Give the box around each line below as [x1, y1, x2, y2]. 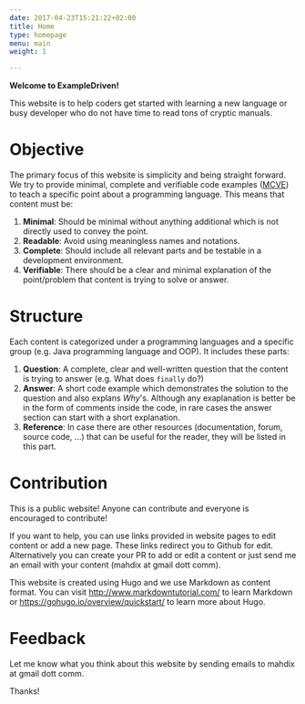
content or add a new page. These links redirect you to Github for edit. [9, 539, 273, 551]
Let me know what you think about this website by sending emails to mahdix [9, 658, 296, 669]
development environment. [22, 255, 125, 266]
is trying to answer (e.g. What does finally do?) [22, 373, 205, 383]
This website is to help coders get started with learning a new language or [9, 97, 288, 109]
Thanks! [9, 685, 40, 697]
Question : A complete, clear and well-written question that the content [22, 363, 289, 374]
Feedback [9, 628, 86, 649]
